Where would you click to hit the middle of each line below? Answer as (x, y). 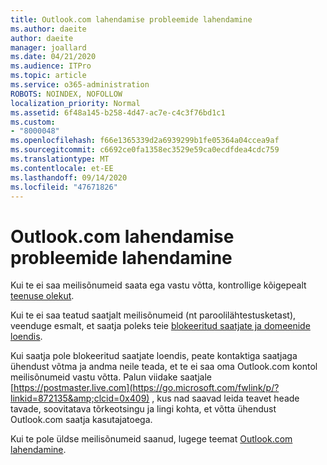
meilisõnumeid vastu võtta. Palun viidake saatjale (111, 377)
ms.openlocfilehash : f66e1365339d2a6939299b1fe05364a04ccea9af (145, 141)
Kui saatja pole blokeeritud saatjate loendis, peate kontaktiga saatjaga (154, 356)
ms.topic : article (48, 76)
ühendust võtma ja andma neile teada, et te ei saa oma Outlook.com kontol (164, 367)
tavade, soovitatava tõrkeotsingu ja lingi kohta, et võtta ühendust (143, 409)
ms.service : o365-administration (80, 85)
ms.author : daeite (48, 29)
